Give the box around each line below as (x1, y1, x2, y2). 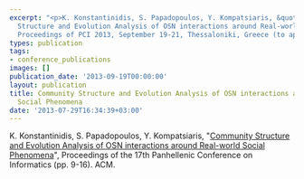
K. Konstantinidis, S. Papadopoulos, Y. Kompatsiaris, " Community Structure (9, 130, 290, 141)
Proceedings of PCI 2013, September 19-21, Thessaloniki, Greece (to (17, 30, 285, 39)
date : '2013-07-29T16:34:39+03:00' (9, 106, 144, 115)
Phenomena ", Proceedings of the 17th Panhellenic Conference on (9, 150, 253, 161)
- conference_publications (9, 55, 111, 64)
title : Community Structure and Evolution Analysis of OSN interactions (9, 89, 290, 98)
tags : (9, 47, 30, 56)
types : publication (9, 38, 83, 48)
